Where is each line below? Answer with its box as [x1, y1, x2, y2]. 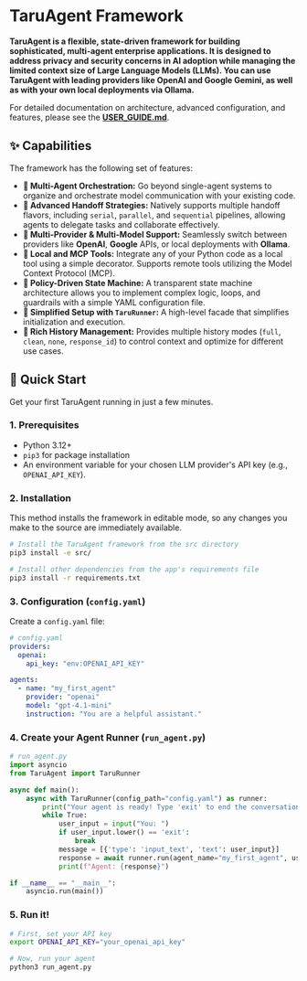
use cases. [22, 345, 64, 357]
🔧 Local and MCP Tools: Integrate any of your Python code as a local [22, 248, 283, 259]
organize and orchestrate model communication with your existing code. [22, 189, 296, 201]
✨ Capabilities [9, 138, 92, 154]
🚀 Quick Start [9, 372, 87, 388]
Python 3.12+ [22, 440, 72, 451]
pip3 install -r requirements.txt [9, 573, 142, 582]
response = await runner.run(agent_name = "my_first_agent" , [58, 853, 288, 862]
